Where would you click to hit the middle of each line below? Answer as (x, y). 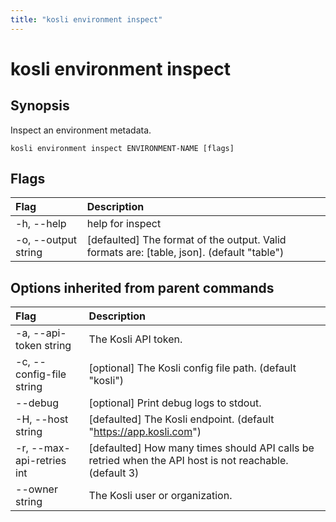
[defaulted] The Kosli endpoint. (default (181, 419)
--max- (50, 448)
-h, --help (41, 224)
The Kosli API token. (135, 339)
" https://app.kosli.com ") (145, 432)
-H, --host (42, 419)
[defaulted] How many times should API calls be (201, 448)
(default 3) (114, 473)
